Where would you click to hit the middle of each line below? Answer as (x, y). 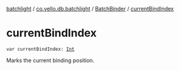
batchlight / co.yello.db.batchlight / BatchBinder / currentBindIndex (90, 9)
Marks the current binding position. (50, 60)
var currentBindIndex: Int (40, 49)
